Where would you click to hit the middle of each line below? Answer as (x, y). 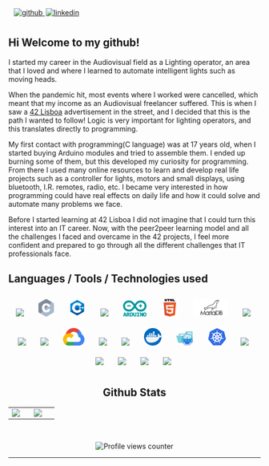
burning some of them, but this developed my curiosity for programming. (128, 161)
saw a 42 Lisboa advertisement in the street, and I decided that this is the (129, 111)
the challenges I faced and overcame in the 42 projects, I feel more (119, 237)
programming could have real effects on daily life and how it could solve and (134, 195)
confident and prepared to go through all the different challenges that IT (127, 245)
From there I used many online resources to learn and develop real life (124, 170)
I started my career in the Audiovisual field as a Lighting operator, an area (129, 62)
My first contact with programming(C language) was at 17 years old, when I (132, 144)
